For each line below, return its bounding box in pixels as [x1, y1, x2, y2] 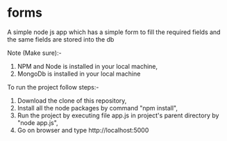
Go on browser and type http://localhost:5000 [17, 126, 149, 134]
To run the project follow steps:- [7, 83, 99, 91]
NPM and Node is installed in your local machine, [17, 62, 158, 70]
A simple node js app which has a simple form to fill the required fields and [7, 28, 221, 36]
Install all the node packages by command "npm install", [17, 103, 178, 112]
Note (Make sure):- [7, 49, 62, 57]
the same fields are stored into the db [7, 35, 115, 43]
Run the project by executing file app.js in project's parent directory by [17, 111, 219, 119]
